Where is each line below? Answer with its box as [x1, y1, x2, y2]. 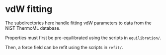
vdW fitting [5, 3, 53, 15]
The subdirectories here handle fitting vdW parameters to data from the [5, 20, 152, 26]
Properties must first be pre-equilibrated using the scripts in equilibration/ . [5, 35, 162, 41]
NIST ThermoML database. [5, 25, 61, 31]
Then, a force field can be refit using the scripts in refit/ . [5, 44, 123, 50]
